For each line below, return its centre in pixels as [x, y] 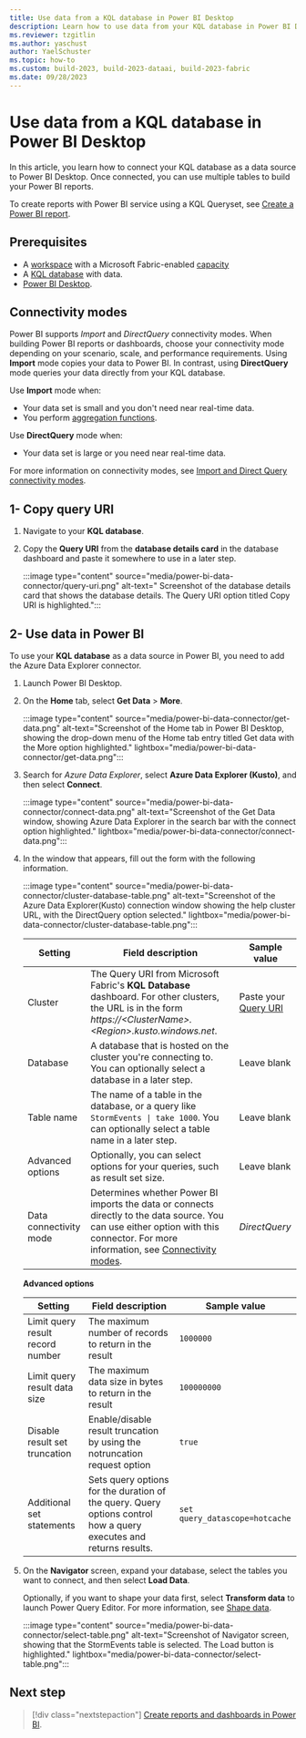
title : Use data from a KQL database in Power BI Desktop [122, 18]
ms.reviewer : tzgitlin [52, 35]
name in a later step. [134, 1140]
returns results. [120, 1548]
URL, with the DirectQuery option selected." [104, 915]
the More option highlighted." [77, 747]
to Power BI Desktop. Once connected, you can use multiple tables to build [150, 176]
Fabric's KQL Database [141, 985]
